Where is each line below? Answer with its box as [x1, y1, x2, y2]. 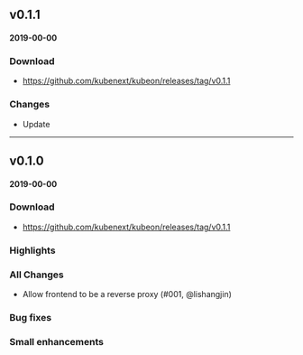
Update [22, 118, 50, 129]
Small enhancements [9, 335, 104, 348]
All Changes [9, 268, 65, 281]
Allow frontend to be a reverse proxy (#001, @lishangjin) [22, 289, 233, 300]
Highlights [9, 244, 56, 257]
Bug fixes [9, 312, 52, 323]
